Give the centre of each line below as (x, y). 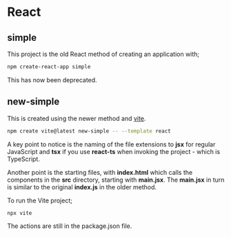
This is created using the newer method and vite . (77, 118)
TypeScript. (23, 159)
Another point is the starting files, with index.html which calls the (100, 172)
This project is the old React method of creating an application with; (103, 54)
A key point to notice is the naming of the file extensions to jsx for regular (111, 144)
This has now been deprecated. (52, 79)
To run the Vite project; (40, 200)
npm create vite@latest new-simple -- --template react (89, 131)
